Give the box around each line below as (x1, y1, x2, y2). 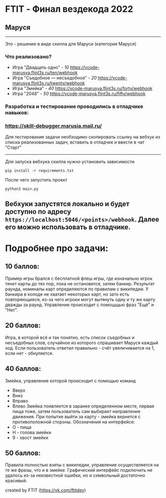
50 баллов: (5, 449, 41, 457)
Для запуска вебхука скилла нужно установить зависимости (5, 158, 135, 164)
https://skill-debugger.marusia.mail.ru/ (5, 123, 102, 130)
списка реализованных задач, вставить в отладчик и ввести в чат (5, 139, 145, 145)
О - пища (12, 424, 32, 430)
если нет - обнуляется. (5, 350, 53, 356)
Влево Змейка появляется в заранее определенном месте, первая (12, 403, 155, 409)
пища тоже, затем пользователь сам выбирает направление (12, 408, 141, 414)
